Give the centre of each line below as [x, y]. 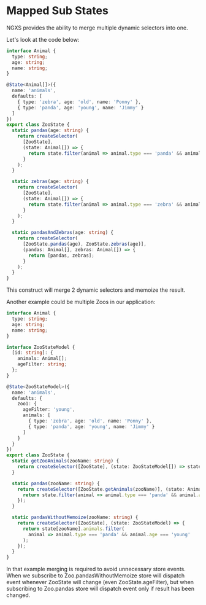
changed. [18, 595]
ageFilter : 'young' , [49, 410]
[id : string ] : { [32, 353]
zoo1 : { [27, 404]
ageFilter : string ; [42, 364]
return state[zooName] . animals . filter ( [73, 529]
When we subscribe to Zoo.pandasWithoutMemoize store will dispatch [96, 576]
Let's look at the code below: [43, 39]
